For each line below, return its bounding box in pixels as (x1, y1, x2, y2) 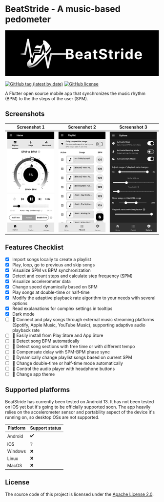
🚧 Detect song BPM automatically (12, 338, 80, 344)
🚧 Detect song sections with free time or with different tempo (12, 344, 135, 349)
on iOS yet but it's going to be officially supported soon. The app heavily (5, 404, 151, 410)
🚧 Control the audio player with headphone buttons (12, 366, 115, 371)
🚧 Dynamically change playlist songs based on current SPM (12, 354, 133, 360)
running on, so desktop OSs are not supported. (5, 414, 100, 420)
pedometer (5, 14, 51, 25)
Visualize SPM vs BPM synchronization (12, 267, 91, 273)
